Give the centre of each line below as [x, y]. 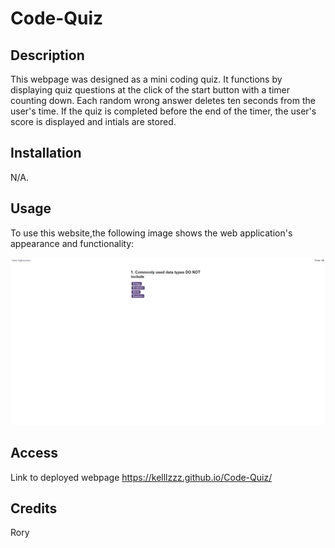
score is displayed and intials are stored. [93, 121]
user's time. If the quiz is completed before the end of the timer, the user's [163, 111]
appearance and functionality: [72, 243]
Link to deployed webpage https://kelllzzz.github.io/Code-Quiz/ [141, 477]
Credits [34, 508]
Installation [46, 153]
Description [47, 55]
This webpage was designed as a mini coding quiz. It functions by [146, 79]
